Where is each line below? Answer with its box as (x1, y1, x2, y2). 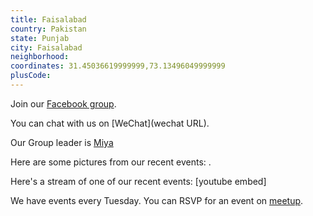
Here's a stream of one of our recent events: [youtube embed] (10, 175, 267, 187)
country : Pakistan (10, 24, 87, 34)
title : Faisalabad (10, 14, 87, 25)
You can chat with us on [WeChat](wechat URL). (10, 117, 210, 129)
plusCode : (10, 71, 52, 81)
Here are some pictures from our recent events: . (10, 156, 212, 168)
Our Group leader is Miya (10, 136, 114, 148)
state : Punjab (10, 33, 70, 43)
